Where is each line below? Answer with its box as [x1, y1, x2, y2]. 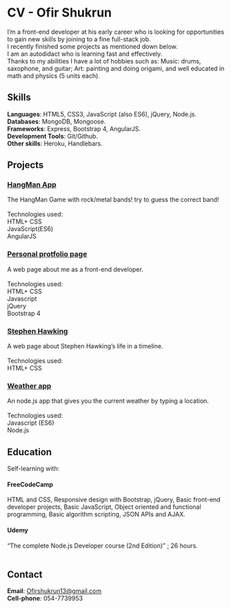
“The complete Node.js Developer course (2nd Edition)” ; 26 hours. [7, 541, 198, 550]
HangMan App [7, 180, 57, 190]
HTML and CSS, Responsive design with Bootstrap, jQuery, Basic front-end [7, 495, 221, 504]
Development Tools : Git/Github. [7, 132, 99, 140]
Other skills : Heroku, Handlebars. [7, 139, 103, 148]
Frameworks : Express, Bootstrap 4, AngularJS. [7, 124, 141, 132]
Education [7, 446, 52, 458]
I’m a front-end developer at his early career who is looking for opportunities [7, 28, 225, 36]
